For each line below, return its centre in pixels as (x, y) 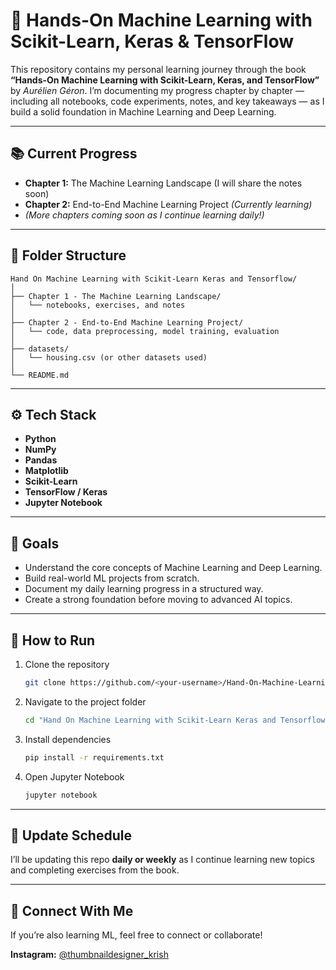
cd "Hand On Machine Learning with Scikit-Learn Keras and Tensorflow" (177, 720)
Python (40, 439)
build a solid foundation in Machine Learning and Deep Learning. (143, 111)
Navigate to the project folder (85, 701)
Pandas (41, 460)
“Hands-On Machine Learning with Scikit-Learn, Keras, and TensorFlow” (165, 80)
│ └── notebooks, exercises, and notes (98, 305)
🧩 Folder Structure (68, 255)
